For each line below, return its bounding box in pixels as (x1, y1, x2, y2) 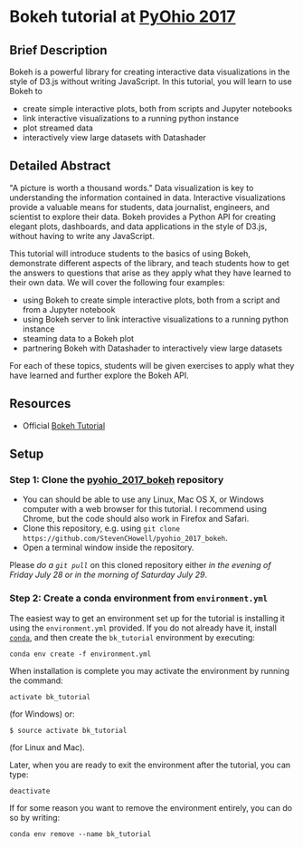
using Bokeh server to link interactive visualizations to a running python (22, 313, 289, 324)
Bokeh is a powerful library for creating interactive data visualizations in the (9, 66, 290, 77)
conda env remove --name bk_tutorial (9, 829, 152, 839)
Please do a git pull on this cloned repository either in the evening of (9, 560, 271, 571)
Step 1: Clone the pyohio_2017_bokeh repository (9, 473, 224, 486)
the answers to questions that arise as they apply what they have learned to (9, 267, 292, 278)
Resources (9, 396, 71, 411)
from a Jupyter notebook (22, 304, 116, 314)
